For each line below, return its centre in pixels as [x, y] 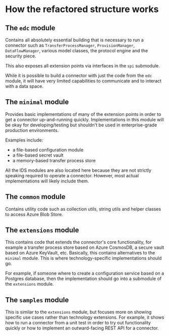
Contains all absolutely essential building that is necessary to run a [74, 40]
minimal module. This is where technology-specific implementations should [83, 258]
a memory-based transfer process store [54, 160]
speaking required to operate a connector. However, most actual [72, 175]
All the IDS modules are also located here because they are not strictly [78, 170]
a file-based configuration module [48, 150]
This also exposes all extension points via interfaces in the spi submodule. [82, 66]
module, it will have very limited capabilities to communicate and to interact [83, 81]
